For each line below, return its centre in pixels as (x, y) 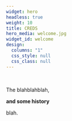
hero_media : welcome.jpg (36, 34)
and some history (28, 101)
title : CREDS (22, 28)
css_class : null (31, 61)
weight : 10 (19, 23)
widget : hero (22, 12)
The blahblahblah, (28, 90)
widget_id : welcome (30, 39)
